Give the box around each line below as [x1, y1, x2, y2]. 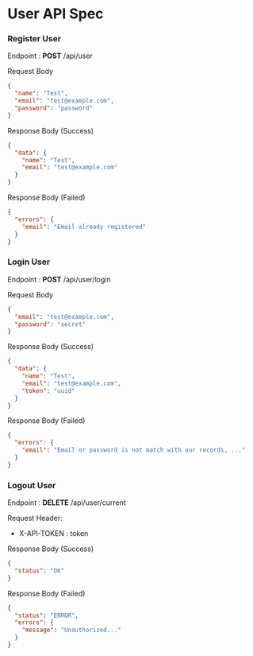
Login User [7, 256, 51, 267]
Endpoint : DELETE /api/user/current [7, 498, 126, 507]
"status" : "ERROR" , [14, 611, 79, 619]
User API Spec [7, 5, 104, 23]
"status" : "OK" [14, 566, 65, 575]
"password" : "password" [14, 104, 93, 112]
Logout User [7, 479, 56, 491]
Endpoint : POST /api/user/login [7, 274, 112, 284]
